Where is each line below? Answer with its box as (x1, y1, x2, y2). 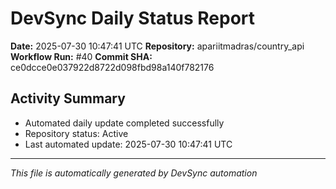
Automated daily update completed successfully (24, 117, 225, 129)
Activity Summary (10, 90, 126, 107)
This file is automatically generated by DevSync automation (10, 167, 258, 179)
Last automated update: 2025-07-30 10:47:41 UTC (24, 138, 233, 150)
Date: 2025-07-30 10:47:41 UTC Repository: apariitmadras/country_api (10, 40, 305, 52)
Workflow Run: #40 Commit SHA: (10, 50, 153, 62)
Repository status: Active (24, 127, 129, 139)
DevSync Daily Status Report (10, 7, 256, 30)
